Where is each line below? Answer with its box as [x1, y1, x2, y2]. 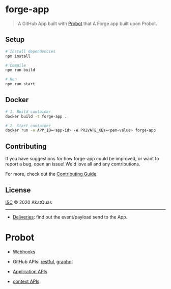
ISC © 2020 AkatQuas [5, 199, 52, 205]
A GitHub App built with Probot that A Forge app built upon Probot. [17, 20, 157, 27]
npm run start [5, 82, 36, 87]
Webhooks [12, 249, 36, 255]
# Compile [5, 63, 26, 68]
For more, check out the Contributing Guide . [5, 171, 98, 177]
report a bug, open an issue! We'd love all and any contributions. [5, 161, 141, 167]
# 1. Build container [5, 109, 51, 114]
